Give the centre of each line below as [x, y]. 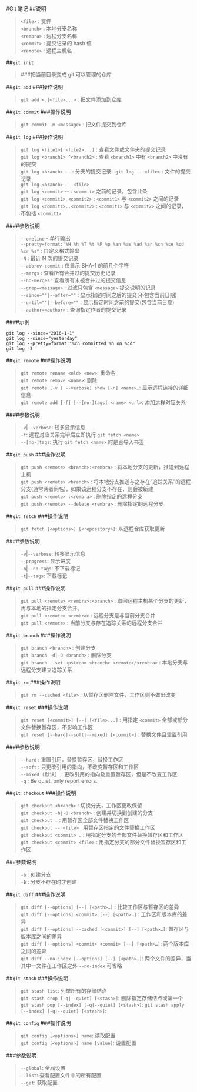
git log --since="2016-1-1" [41, 333]
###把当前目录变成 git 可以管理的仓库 [66, 74]
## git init [20, 62]
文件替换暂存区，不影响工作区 [56, 727]
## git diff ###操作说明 [36, 894]
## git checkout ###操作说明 [41, 793]
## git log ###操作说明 [35, 137]
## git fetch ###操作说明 [37, 516]
